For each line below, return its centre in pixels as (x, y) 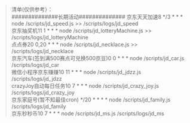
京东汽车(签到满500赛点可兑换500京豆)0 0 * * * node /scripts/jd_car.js (98, 58)
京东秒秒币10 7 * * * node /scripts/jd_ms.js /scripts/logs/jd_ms (88, 113)
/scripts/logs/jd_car (35, 65)
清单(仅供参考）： (32, 9)
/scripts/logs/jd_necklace (42, 51)
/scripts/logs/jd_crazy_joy (43, 93)
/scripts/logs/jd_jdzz (36, 79)
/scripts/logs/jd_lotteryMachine (50, 37)
